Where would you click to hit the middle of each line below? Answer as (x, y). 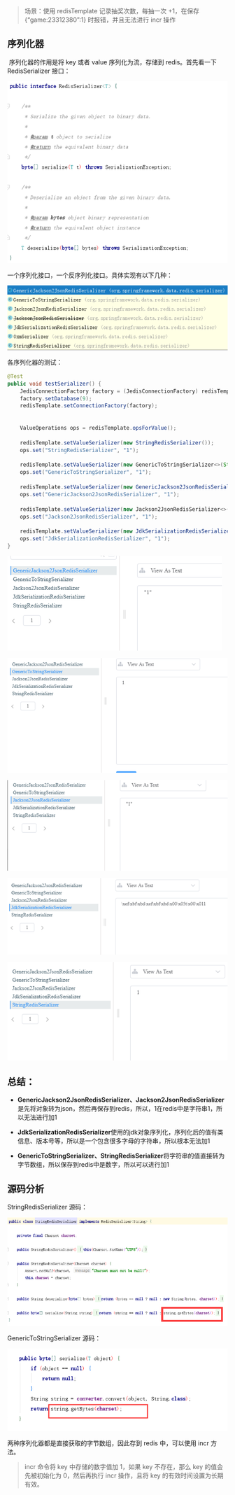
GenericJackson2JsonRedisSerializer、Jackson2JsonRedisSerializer (121, 1100)
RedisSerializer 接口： (39, 71)
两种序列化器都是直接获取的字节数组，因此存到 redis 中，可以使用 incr (108, 1443)
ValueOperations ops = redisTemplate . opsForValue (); (98, 428)
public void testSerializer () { (54, 384)
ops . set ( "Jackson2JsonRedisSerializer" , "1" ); (89, 517)
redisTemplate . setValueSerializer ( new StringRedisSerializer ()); (117, 443)
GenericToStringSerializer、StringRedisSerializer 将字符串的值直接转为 (121, 1156)
